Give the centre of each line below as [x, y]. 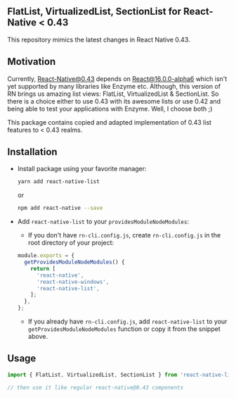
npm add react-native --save [60, 208]
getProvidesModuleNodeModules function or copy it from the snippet [124, 329]
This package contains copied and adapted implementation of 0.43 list [110, 122]
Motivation [32, 62]
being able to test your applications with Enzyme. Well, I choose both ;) [110, 108]
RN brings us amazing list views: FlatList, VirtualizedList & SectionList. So [113, 94]
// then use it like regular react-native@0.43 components [96, 387]
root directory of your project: [71, 243]
